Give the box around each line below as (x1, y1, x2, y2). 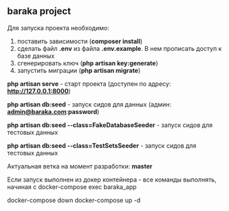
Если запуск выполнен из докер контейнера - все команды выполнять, (7, 175, 217, 184)
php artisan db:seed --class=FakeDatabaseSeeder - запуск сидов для (7, 120, 213, 129)
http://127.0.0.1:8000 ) (7, 87, 71, 95)
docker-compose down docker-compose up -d (7, 196, 141, 204)
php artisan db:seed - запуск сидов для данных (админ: (7, 100, 172, 109)
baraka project (7, 5, 71, 17)
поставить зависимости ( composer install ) (17, 37, 143, 45)
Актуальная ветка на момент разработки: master (7, 162, 153, 170)
